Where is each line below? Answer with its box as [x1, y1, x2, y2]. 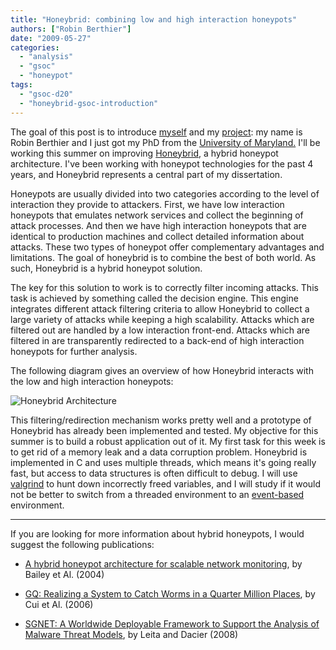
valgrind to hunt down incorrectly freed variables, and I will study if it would [10, 477, 322, 490]
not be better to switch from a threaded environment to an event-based [10, 488, 305, 500]
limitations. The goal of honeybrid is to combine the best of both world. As [10, 251, 317, 263]
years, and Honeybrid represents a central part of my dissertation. [10, 168, 283, 180]
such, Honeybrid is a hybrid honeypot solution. [10, 262, 203, 274]
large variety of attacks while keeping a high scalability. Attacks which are [10, 313, 315, 325]
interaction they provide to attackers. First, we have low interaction [10, 198, 285, 210]
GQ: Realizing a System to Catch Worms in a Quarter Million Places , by [24, 587, 316, 600]
